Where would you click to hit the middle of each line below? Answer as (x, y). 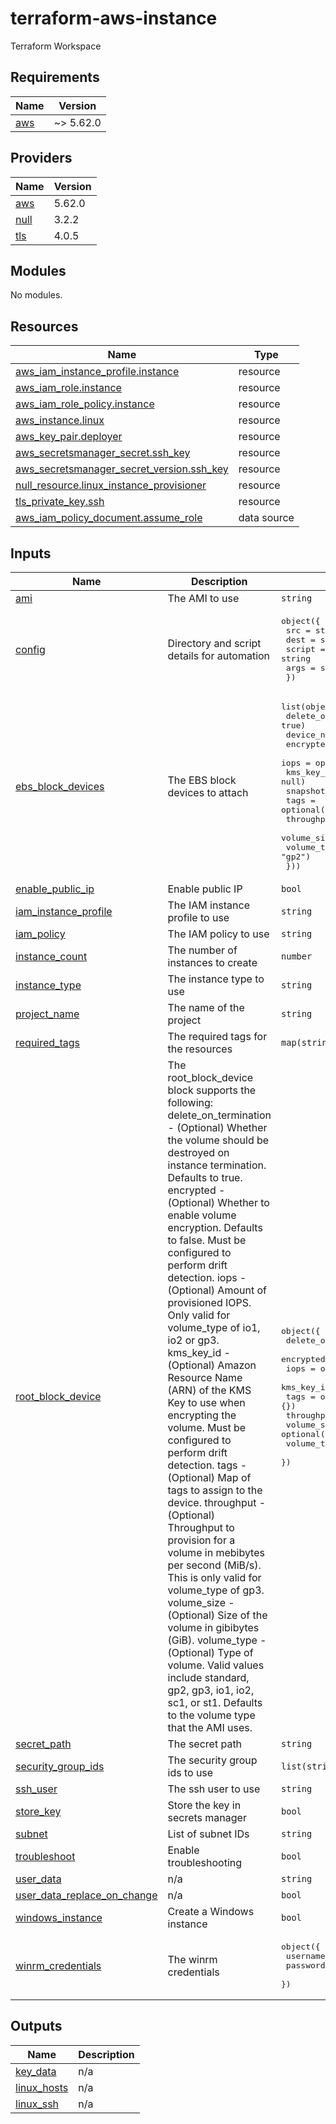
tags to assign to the (215, 1490)
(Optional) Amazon (212, 1365)
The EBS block (202, 780)
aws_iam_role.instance (68, 388)
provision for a (201, 1540)
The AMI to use (203, 598)
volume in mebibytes (216, 1552)
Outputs (36, 2026)
